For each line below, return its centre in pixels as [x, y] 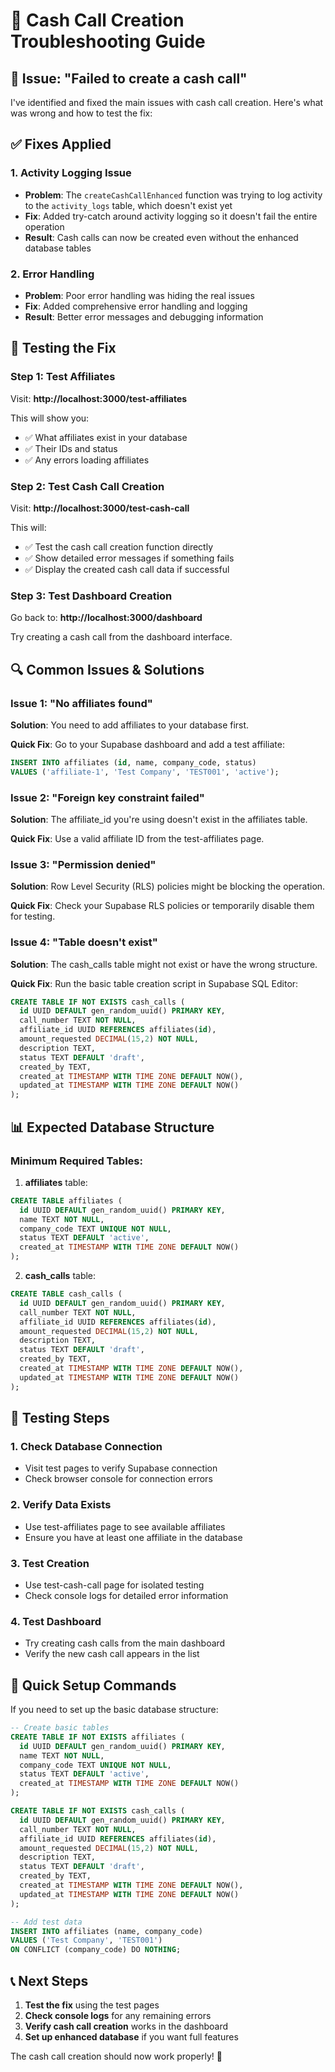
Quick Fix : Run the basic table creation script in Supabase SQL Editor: [154, 983]
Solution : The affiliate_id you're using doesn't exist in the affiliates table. [159, 819]
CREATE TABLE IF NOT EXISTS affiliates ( [98, 1737]
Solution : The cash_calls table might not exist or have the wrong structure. [164, 964]
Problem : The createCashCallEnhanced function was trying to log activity [173, 195]
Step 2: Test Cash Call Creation [87, 486]
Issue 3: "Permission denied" [83, 864]
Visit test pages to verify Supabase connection [121, 1468]
